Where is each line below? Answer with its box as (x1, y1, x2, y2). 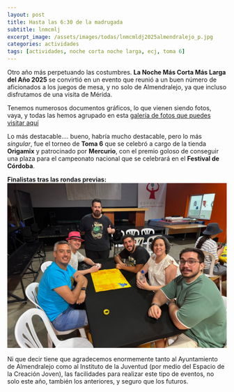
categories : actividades (7, 40, 79, 48)
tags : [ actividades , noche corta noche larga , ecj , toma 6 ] (7, 48, 186, 55)
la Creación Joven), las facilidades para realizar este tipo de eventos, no (7, 370, 214, 378)
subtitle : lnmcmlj (7, 26, 61, 33)
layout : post (7, 11, 45, 18)
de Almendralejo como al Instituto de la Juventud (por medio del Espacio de (7, 363, 225, 370)
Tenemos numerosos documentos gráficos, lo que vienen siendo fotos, (7, 104, 212, 112)
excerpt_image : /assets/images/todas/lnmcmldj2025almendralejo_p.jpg (7, 33, 214, 40)
